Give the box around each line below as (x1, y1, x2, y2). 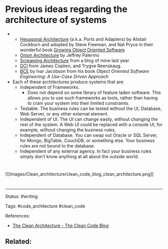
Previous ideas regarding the (5, 4, 127, 15)
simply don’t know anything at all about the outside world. (19, 153, 139, 159)
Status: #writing (5, 193, 38, 199)
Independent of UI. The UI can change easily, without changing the (19, 116, 158, 122)
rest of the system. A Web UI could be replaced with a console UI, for (19, 121, 163, 128)
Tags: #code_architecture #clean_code (5, 203, 85, 209)
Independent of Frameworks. (19, 84, 80, 90)
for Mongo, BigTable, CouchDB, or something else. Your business (19, 137, 155, 144)
